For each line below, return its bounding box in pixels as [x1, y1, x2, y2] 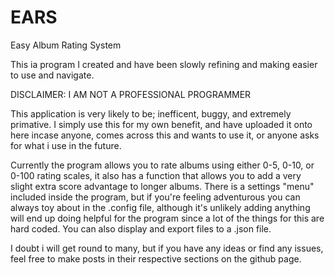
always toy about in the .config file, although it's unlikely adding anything [10, 201, 311, 213]
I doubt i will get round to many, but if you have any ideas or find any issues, [10, 242, 324, 254]
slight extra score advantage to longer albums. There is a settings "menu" [10, 180, 315, 192]
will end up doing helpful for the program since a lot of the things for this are [10, 212, 325, 224]
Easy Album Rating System [10, 39, 122, 51]
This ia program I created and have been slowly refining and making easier [10, 58, 318, 70]
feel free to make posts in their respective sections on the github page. [10, 252, 302, 265]
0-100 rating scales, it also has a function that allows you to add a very [10, 169, 302, 181]
